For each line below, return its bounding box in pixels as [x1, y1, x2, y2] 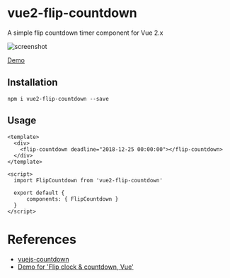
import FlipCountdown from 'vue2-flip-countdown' [13, 177, 163, 184]
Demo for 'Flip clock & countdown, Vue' [17, 262, 134, 271]
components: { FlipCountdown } [25, 195, 119, 203]
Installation [7, 77, 58, 89]
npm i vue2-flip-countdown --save [7, 95, 110, 102]
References [7, 231, 76, 248]
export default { [13, 189, 65, 196]
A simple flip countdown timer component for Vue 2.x [7, 28, 164, 37]
